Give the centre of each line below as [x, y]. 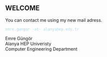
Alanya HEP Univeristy [28, 44]
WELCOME [22, 8]
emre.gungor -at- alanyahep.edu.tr [42, 29]
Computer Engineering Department [41, 49]
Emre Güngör [19, 38]
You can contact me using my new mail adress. [54, 20]
